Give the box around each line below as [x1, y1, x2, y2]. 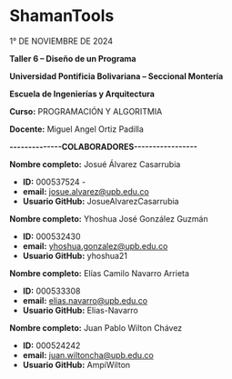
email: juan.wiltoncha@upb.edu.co [22, 349, 155, 360]
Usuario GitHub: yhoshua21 [22, 250, 127, 261]
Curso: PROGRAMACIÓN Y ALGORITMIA [9, 105, 163, 116]
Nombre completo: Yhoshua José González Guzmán [9, 213, 208, 224]
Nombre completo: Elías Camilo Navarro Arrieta [9, 267, 189, 278]
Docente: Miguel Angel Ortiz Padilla [9, 124, 144, 135]
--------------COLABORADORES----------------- [9, 141, 197, 152]
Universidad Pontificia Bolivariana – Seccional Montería [9, 70, 224, 82]
